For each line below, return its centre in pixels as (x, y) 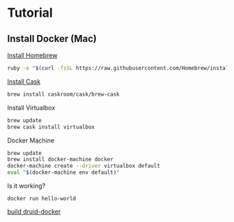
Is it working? (26, 186)
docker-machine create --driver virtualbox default (84, 166)
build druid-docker (34, 212)
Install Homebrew (32, 55)
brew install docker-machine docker (60, 160)
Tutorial (30, 13)
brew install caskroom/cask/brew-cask (63, 94)
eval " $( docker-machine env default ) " (63, 172)
